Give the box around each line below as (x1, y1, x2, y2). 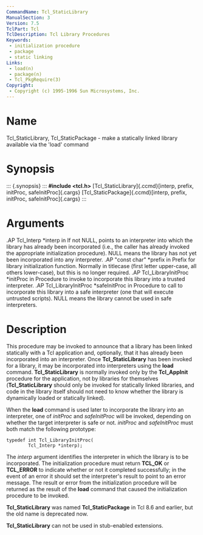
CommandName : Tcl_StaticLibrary (6, 9, 88, 15)
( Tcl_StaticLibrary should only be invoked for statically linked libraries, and (6, 381, 194, 388)
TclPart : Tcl (6, 26, 40, 32)
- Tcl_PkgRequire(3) (9, 77, 61, 83)
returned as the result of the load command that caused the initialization (6, 485, 187, 492)
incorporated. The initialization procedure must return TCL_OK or (6, 460, 170, 467)
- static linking (9, 54, 53, 60)
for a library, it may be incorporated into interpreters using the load (6, 362, 174, 369)
